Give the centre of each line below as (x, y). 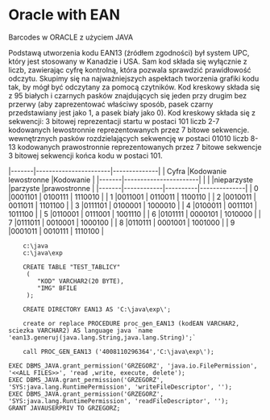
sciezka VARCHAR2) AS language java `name (81, 331)
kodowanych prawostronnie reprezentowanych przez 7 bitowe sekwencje (139, 147)
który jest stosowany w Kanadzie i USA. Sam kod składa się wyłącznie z (128, 61)
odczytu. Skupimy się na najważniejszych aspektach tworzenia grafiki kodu (134, 78)
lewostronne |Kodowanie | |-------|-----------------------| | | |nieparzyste (131, 180)
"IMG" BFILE (58, 288)
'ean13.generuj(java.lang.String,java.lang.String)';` (102, 337)
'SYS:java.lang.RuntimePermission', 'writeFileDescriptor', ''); (120, 387)
